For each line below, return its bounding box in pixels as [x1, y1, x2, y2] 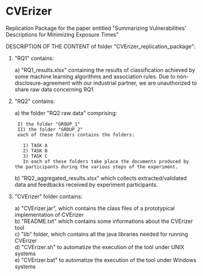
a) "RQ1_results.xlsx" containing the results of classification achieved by [14, 66, 196, 74]
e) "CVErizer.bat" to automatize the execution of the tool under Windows [14, 256, 197, 263]
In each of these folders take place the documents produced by [22, 158, 189, 165]
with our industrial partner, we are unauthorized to [71, 79, 197, 87]
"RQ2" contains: [14, 97, 55, 105]
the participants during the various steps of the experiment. [14, 163, 179, 170]
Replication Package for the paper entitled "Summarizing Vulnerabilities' [5, 24, 187, 32]
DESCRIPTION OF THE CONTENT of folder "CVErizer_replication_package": [5, 43, 196, 50]
